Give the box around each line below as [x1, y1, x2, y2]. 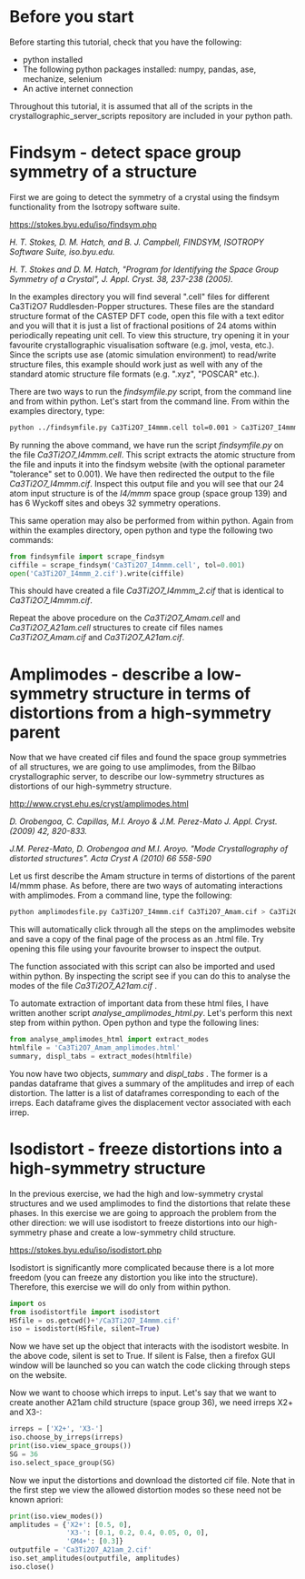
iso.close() [9, 1562, 54, 1571]
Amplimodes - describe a [9, 664, 204, 684]
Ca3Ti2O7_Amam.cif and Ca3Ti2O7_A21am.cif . [9, 632, 184, 643]
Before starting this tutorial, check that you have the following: [9, 36, 242, 47]
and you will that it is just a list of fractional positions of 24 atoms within [9, 320, 277, 331]
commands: [9, 534, 54, 545]
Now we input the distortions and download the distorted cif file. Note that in [9, 1474, 296, 1485]
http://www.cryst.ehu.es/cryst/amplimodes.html [9, 799, 189, 810]
